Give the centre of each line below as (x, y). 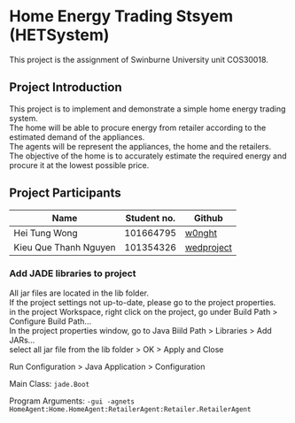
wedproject (209, 247)
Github (208, 218)
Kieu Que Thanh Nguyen (65, 247)
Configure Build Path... (50, 321)
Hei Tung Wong (46, 233)
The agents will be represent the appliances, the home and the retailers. (140, 146)
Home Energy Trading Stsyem (121, 16)
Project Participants (65, 193)
